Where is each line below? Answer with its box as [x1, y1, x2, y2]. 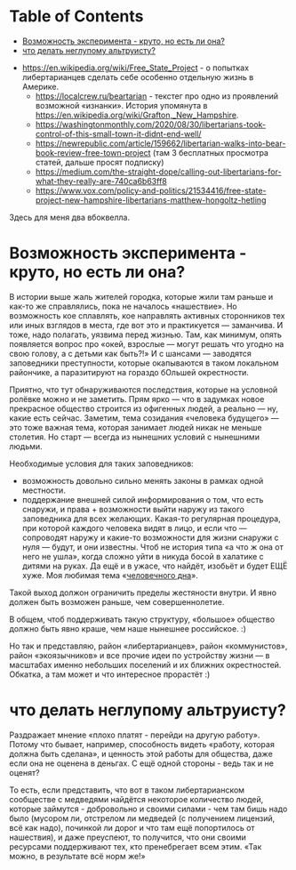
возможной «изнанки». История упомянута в [35, 100, 208, 110]
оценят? [9, 767, 40, 777]
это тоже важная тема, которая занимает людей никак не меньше [9, 422, 262, 432]
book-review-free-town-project [35, 147, 151, 157]
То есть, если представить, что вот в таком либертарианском [9, 785, 245, 795]
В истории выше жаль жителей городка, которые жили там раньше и [9, 291, 274, 302]
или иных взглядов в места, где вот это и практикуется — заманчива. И [9, 319, 284, 330]
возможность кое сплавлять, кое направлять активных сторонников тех [9, 310, 285, 321]
